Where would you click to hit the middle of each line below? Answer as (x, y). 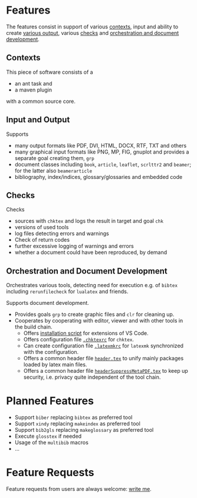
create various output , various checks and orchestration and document (93, 32)
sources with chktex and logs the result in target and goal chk (89, 221)
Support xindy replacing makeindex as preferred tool (77, 424)
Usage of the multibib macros (51, 442)
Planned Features (50, 401)
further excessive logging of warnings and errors (74, 246)
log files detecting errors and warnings (62, 233)
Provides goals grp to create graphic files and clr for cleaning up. (94, 314)
